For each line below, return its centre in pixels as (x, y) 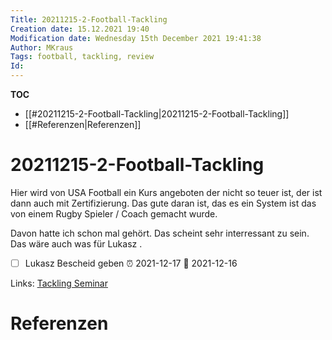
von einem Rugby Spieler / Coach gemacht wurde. (114, 213)
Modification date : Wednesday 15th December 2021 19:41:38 (136, 38)
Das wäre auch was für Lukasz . (76, 243)
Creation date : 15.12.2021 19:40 (80, 29)
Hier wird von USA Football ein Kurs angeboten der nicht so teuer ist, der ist (166, 192)
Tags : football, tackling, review (82, 57)
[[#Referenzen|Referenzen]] (83, 124)
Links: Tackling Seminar (59, 283)
